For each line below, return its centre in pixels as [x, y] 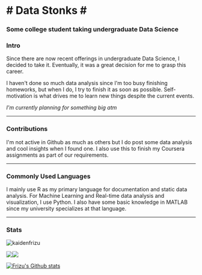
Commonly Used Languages [48, 176]
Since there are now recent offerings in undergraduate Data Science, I [93, 58]
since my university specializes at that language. [66, 208]
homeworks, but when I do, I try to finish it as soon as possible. [84, 90]
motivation [19, 96]
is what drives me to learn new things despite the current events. [114, 96]
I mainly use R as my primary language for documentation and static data [97, 189]
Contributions [27, 129]
